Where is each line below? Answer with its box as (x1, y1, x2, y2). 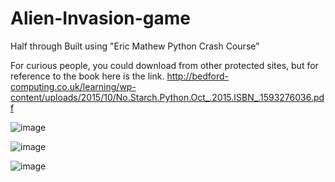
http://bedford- (166, 70, 230, 82)
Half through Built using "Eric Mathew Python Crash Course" (10, 40, 260, 52)
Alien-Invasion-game (10, 7, 192, 30)
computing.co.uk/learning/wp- (10, 80, 137, 92)
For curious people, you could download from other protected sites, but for (10, 59, 319, 71)
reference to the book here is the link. (10, 70, 165, 82)
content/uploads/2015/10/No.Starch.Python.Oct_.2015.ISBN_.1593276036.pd (10, 91, 325, 103)
